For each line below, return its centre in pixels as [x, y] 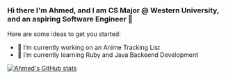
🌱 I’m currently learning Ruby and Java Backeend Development [107, 55]
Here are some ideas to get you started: [64, 34]
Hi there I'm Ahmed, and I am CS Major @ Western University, [113, 10]
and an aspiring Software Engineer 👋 [70, 19]
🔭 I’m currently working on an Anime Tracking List [89, 48]
